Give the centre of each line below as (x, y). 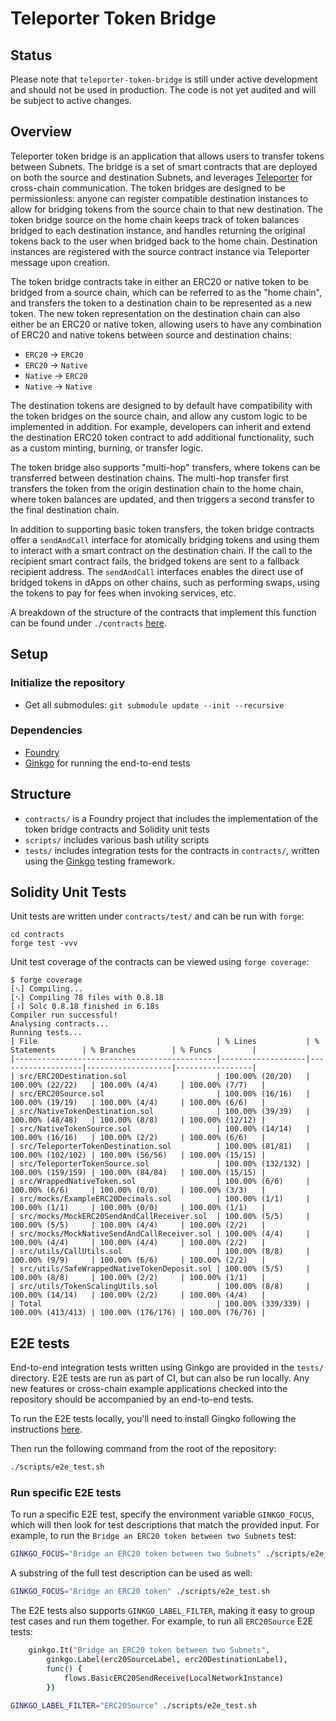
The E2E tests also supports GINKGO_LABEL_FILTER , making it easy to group (162, 1611)
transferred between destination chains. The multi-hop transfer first (150, 478)
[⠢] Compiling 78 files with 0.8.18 (87, 998)
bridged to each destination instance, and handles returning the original (158, 230)
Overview (41, 132)
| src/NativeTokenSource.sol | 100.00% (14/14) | (160, 1129)
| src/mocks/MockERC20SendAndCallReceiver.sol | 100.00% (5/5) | (160, 1217)
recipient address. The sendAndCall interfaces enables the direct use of (157, 571)
